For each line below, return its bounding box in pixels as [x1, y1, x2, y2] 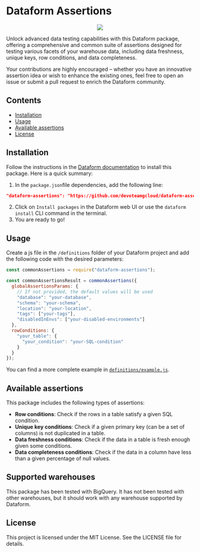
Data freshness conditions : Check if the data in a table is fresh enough [14, 436, 190, 443]
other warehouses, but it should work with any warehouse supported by [6, 494, 183, 501]
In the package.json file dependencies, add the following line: [14, 181, 164, 188]
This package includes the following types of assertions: [6, 399, 145, 406]
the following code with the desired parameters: [6, 255, 124, 263]
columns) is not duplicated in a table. [14, 430, 106, 437]
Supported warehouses [6, 472, 95, 482]
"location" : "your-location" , [17, 305, 92, 311]
